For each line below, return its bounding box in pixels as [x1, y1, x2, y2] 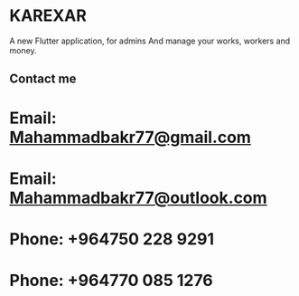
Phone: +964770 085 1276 [9, 271, 214, 291]
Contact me [9, 72, 77, 87]
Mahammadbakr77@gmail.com [9, 127, 251, 148]
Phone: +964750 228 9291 [9, 228, 215, 249]
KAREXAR [9, 5, 88, 26]
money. [9, 44, 38, 55]
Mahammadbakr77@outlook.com [9, 187, 268, 208]
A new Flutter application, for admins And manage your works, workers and [9, 35, 291, 46]
